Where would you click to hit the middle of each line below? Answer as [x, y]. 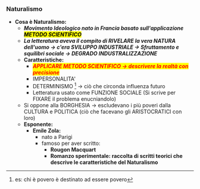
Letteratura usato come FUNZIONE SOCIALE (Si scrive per [104, 92]
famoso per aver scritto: [71, 143]
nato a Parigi [57, 137]
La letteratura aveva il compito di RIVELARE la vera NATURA [100, 41]
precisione [46, 73]
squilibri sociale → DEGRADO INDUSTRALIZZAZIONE [90, 54]
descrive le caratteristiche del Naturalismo [104, 162]
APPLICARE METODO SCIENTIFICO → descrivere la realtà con [110, 66]
